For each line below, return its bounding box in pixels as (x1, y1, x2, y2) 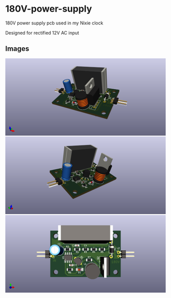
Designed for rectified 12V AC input (5, 29, 79, 36)
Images (5, 44, 30, 53)
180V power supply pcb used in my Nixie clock (5, 20, 103, 26)
